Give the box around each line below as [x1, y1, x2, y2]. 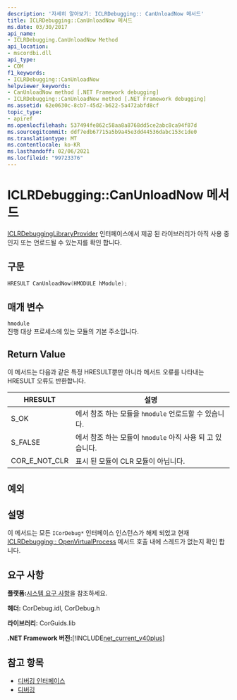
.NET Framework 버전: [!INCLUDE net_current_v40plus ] [7, 634, 165, 642]
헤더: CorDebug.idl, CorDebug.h [7, 604, 100, 613]
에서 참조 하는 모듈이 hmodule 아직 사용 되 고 [75, 433, 214, 443]
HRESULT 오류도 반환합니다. [7, 376, 86, 385]
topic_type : [7, 109, 42, 116]
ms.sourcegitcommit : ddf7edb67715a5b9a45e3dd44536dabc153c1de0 [7, 128, 197, 135]
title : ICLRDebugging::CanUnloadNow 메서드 [7, 17, 133, 24]
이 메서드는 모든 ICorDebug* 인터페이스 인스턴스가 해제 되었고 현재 [7, 529, 190, 537]
